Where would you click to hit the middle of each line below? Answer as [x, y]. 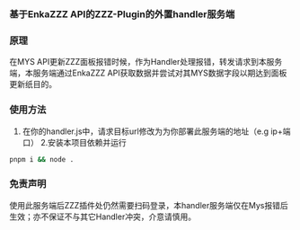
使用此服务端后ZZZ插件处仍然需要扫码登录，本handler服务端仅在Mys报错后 [149, 205]
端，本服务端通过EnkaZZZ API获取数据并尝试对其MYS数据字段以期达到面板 [148, 73]
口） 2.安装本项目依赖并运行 [75, 142]
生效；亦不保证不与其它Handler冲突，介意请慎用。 [102, 217]
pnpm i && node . [42, 159]
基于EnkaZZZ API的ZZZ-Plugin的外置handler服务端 [122, 13]
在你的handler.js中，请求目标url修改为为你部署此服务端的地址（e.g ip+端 [156, 131]
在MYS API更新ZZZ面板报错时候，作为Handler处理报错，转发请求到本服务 [146, 62]
